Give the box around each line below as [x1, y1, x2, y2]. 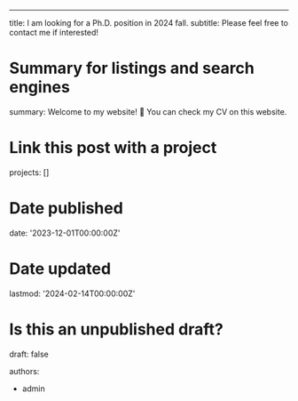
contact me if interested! [9, 28, 99, 37]
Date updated [9, 259, 112, 278]
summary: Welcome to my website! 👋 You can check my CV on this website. [9, 106, 287, 116]
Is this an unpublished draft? [9, 319, 223, 339]
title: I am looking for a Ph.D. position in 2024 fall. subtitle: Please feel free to [9, 18, 288, 28]
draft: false [9, 349, 49, 359]
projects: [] [9, 166, 50, 178]
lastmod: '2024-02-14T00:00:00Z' [9, 288, 136, 299]
